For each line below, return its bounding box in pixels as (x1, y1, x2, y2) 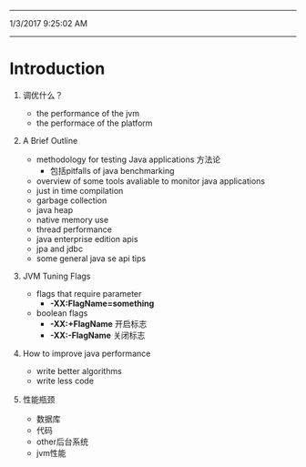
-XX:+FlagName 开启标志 (49, 318, 148, 329)
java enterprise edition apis (36, 233, 138, 244)
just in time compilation (36, 185, 124, 196)
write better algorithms (36, 365, 123, 376)
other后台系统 (36, 436, 89, 447)
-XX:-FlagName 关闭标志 (49, 330, 146, 340)
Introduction (9, 58, 106, 79)
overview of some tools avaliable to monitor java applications (36, 175, 266, 187)
